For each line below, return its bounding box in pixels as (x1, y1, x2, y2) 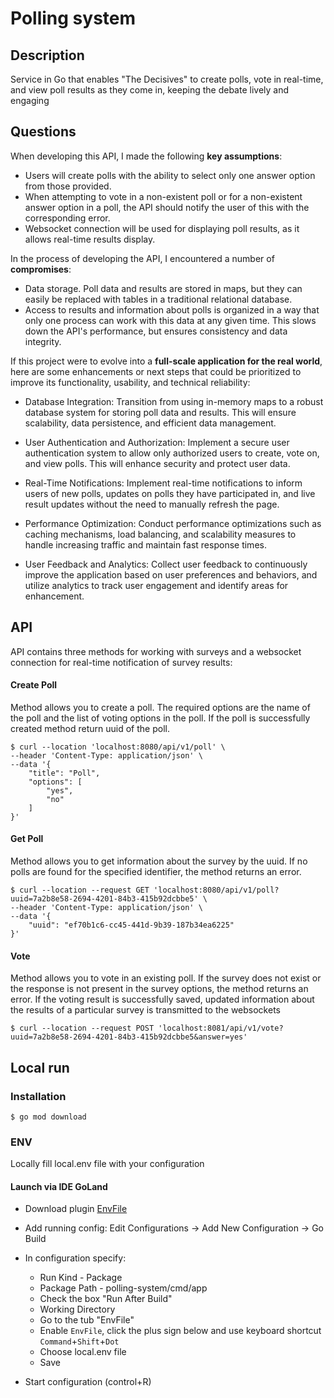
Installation (10, 1089, 67, 1103)
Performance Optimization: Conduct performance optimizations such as (24, 517, 322, 529)
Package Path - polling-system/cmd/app (39, 1282, 208, 1294)
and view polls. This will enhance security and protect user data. (24, 457, 291, 469)
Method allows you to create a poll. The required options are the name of (10, 701, 311, 713)
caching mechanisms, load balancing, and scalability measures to (24, 528, 297, 540)
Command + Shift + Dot (39, 1335, 120, 1347)
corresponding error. (24, 212, 111, 224)
